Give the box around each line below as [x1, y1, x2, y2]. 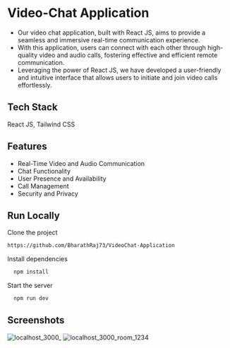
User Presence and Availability [17, 174, 107, 183]
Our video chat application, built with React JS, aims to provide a [17, 28, 206, 37]
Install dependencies [7, 255, 68, 263]
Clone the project [7, 228, 58, 237]
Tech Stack [7, 101, 58, 114]
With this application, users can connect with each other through [17, 43, 207, 52]
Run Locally [7, 210, 60, 222]
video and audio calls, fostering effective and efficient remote [38, 51, 218, 59]
